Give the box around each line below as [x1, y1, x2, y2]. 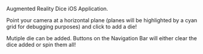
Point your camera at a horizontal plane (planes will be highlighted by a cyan [6, 17, 198, 23]
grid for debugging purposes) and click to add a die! [6, 23, 137, 30]
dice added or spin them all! [6, 41, 76, 48]
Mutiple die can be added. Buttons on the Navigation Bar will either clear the [6, 35, 198, 41]
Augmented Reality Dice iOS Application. [6, 5, 108, 12]
